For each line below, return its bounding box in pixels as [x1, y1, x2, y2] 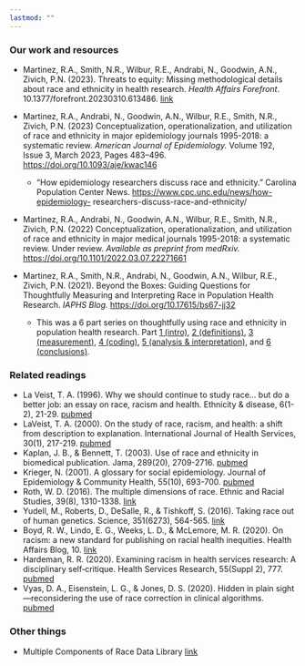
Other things [9, 625, 66, 638]
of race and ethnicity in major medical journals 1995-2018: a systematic [22, 233, 290, 244]
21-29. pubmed [35, 409, 93, 420]
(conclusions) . [36, 345, 90, 356]
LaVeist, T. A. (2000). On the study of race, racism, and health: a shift [22, 418, 283, 429]
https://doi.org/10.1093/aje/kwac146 [22, 159, 158, 169]
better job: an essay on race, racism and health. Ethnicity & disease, [22, 399, 278, 410]
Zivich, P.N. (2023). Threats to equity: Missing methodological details [22, 74, 283, 85]
